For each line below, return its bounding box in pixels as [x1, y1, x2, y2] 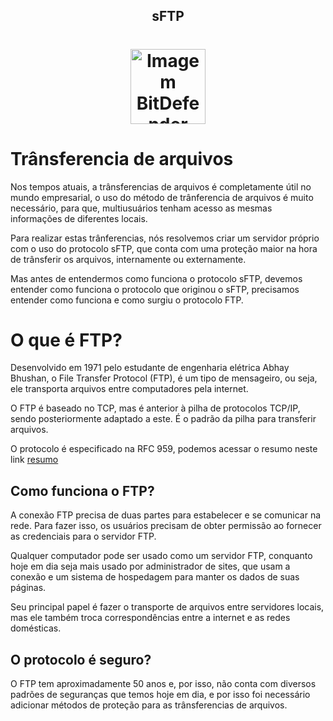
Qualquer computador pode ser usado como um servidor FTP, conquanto [10, 550, 313, 562]
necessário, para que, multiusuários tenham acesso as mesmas [10, 202, 273, 214]
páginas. [10, 582, 47, 594]
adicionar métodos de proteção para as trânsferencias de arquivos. [10, 699, 288, 711]
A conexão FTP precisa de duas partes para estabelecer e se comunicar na [10, 509, 322, 521]
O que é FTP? [10, 329, 123, 351]
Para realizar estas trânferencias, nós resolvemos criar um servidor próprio [10, 232, 320, 244]
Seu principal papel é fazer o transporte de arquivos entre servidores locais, [10, 601, 325, 613]
